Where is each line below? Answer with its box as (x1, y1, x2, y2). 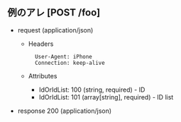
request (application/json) (17, 25, 94, 34)
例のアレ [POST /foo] (7, 6, 101, 19)
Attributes (28, 71, 57, 80)
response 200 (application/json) (17, 106, 112, 115)
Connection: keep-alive (34, 59, 105, 66)
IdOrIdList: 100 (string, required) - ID (38, 85, 146, 94)
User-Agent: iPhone (34, 53, 92, 60)
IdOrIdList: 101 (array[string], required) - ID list (38, 92, 174, 101)
